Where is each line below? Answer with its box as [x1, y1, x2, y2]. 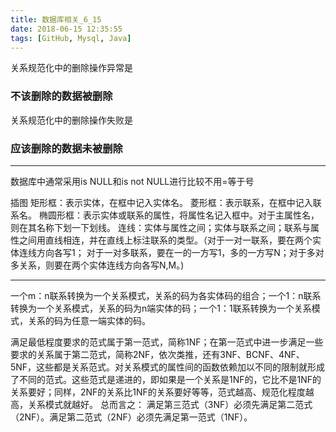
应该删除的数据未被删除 [10, 141, 123, 155]
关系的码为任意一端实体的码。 [27, 314, 151, 326]
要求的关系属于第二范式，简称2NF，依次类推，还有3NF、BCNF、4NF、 [10, 348, 305, 360]
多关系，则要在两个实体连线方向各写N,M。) [10, 259, 185, 271]
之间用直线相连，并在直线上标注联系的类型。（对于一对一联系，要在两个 [18, 234, 313, 246]
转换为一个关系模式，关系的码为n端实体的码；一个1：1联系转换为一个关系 [10, 302, 312, 314]
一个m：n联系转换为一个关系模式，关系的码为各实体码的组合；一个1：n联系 [10, 289, 322, 301]
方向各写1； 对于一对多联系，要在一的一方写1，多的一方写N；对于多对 [36, 246, 325, 258]
